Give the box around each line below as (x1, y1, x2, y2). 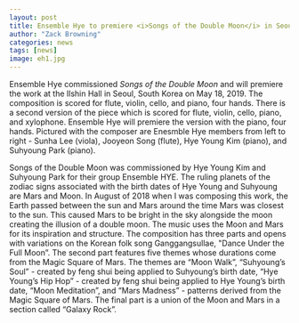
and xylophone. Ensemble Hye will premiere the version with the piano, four (9, 117, 287, 127)
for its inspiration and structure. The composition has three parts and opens (9, 229, 287, 238)
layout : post (9, 12, 58, 22)
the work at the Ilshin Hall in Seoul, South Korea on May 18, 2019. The (9, 88, 263, 99)
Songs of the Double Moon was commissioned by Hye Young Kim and (9, 162, 267, 173)
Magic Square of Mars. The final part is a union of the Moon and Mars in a (9, 295, 280, 305)
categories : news (9, 37, 74, 47)
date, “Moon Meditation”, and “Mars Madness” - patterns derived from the (9, 286, 282, 295)
